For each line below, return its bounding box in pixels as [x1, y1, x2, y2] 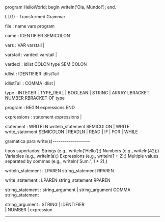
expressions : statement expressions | [5, 114, 82, 120]
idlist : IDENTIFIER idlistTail [5, 71, 59, 77]
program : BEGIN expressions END [5, 105, 75, 110]
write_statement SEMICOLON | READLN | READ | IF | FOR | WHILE [5, 129, 138, 135]
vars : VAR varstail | [5, 42, 45, 48]
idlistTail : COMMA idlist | [5, 81, 55, 86]
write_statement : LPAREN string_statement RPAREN [5, 177, 110, 183]
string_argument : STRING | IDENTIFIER [5, 201, 85, 207]
